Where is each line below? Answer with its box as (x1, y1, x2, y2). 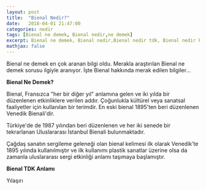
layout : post (6, 9, 40, 15)
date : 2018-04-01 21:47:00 (6, 20, 81, 26)
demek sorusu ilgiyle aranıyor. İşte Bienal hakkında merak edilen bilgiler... (6, 66, 191, 74)
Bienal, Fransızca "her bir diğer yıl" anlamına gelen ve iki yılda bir (6, 90, 170, 97)
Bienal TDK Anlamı (6, 165, 55, 172)
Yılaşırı (6, 177, 23, 184)
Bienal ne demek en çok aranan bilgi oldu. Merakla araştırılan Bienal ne (6, 59, 185, 67)
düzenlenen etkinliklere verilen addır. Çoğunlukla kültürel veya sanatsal (6, 96, 186, 104)
